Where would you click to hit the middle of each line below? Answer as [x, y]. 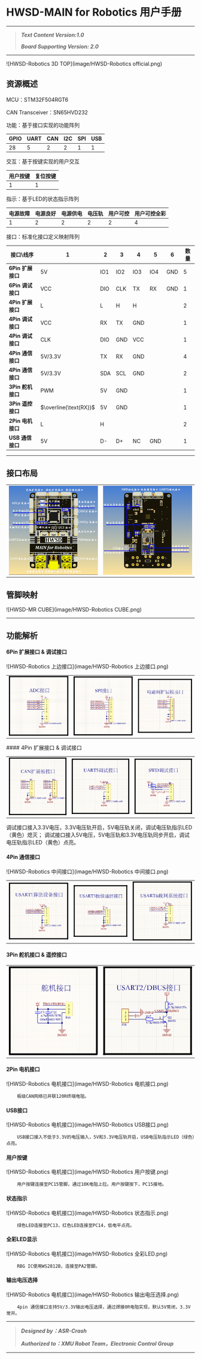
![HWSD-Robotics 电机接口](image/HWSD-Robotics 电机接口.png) [87, 1083]
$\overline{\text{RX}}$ [68, 407]
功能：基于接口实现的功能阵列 [43, 125]
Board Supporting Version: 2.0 [60, 46]
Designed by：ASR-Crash [54, 1331]
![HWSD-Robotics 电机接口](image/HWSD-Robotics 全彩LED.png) [87, 1254]
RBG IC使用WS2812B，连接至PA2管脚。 [59, 1266]
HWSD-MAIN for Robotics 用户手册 [94, 12]
